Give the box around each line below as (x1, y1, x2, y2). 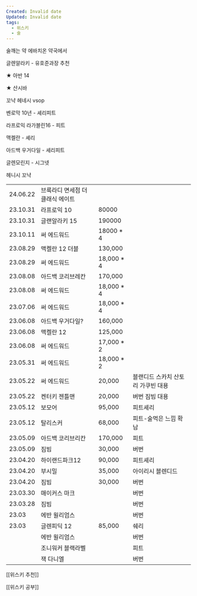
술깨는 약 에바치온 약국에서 (6, 47, 67, 54)
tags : (6, 19, 19, 25)
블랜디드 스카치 (133, 373, 172, 381)
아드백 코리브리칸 (40, 434, 86, 443)
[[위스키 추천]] (6, 571, 39, 578)
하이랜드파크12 (40, 456, 81, 464)
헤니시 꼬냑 (6, 172, 32, 179)
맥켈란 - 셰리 (6, 134, 35, 141)
